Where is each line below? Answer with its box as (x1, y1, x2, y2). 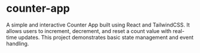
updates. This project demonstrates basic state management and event (18, 34, 194, 41)
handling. (6, 40, 29, 47)
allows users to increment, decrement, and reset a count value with (6, 27, 172, 34)
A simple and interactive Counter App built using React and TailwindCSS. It (6, 21, 190, 28)
